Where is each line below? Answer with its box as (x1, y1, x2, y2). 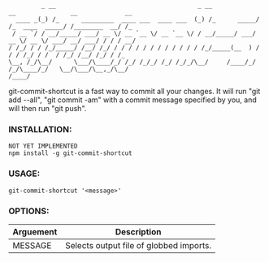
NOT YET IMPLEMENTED (8, 142, 79, 151)
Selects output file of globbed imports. (64, 239, 212, 251)
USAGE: (8, 168, 41, 179)
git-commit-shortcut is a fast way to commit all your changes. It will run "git (8, 87, 261, 96)
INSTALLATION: (8, 123, 72, 135)
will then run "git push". (8, 104, 87, 113)
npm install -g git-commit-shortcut (8, 149, 132, 157)
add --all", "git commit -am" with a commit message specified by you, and (8, 95, 258, 105)
